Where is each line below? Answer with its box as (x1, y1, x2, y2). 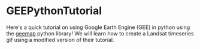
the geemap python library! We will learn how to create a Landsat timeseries (6, 30, 194, 37)
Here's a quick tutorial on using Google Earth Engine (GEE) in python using (6, 24, 190, 31)
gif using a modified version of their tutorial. (6, 36, 114, 43)
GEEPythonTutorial (6, 4, 102, 18)
